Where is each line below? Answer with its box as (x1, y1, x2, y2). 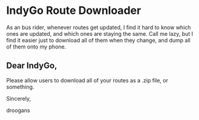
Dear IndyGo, (6, 61, 57, 71)
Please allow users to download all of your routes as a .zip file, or (6, 76, 168, 84)
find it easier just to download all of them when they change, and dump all (6, 36, 191, 44)
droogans (6, 107, 30, 114)
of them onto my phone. (6, 43, 67, 50)
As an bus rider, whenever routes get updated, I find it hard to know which (6, 24, 191, 31)
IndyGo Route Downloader (6, 4, 142, 18)
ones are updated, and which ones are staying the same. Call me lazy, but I (6, 30, 194, 37)
